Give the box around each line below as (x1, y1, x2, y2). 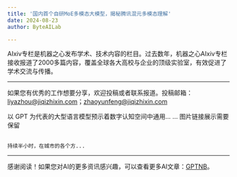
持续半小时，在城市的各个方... (7, 143, 86, 150)
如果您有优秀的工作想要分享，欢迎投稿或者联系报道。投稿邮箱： (7, 88, 193, 97)
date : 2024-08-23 (7, 17, 59, 24)
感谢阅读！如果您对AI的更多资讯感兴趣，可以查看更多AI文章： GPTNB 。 (7, 162, 214, 171)
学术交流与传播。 (7, 67, 57, 76)
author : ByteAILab (7, 23, 61, 30)
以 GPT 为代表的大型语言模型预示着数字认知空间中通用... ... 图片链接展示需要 (7, 112, 229, 121)
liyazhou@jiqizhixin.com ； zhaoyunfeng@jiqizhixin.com (7, 98, 168, 106)
